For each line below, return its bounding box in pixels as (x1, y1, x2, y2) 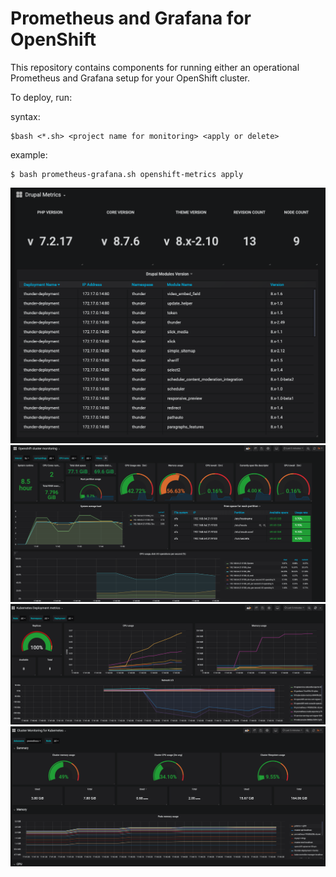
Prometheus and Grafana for (10, 7, 252, 30)
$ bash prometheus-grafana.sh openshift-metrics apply (10, 169, 244, 179)
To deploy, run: (10, 91, 73, 103)
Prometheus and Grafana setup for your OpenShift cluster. (10, 72, 250, 84)
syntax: (10, 110, 41, 122)
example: (10, 148, 48, 161)
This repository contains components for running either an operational (10, 61, 300, 73)
